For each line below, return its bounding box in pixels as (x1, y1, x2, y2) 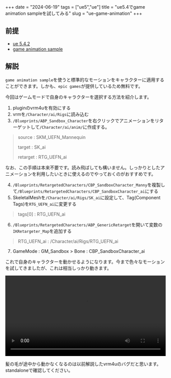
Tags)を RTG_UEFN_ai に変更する (12, 201, 77, 207)
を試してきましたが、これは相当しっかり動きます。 (5, 265, 112, 271)
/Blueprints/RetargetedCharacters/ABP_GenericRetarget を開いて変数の (12, 221, 163, 228)
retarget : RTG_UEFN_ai (17, 154, 67, 160)
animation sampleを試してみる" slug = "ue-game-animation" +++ (5, 10, 142, 16)
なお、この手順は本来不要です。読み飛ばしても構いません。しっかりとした (5, 164, 161, 171)
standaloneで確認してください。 (5, 367, 73, 373)
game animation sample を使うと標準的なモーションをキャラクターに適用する (5, 77, 164, 83)
